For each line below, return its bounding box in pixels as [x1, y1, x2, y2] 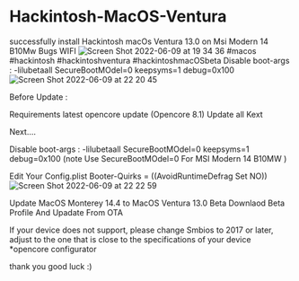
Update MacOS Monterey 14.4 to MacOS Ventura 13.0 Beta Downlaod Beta [9, 198, 286, 208]
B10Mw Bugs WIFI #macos [9, 45, 257, 56]
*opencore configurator [9, 243, 97, 254]
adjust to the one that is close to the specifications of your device [9, 233, 251, 244]
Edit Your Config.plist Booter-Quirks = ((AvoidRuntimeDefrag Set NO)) [9, 171, 268, 181]
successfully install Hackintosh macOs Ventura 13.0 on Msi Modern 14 [9, 36, 269, 47]
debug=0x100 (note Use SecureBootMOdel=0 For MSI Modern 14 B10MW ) [9, 153, 287, 163]
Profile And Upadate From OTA [9, 206, 124, 217]
